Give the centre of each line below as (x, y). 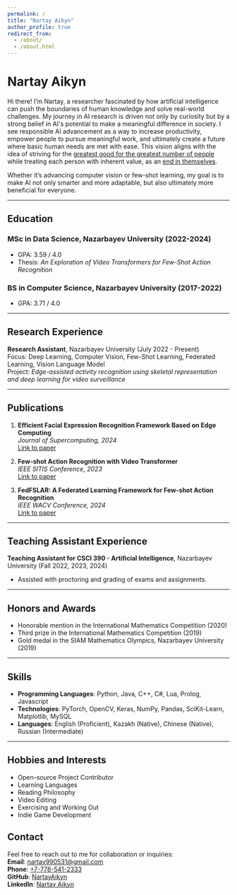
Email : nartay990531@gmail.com (55, 861)
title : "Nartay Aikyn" (41, 21)
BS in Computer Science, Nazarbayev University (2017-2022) (115, 288)
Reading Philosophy (47, 792)
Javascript (33, 701)
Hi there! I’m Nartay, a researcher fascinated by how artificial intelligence (113, 101)
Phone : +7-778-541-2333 (45, 869)
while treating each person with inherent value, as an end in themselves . (113, 161)
